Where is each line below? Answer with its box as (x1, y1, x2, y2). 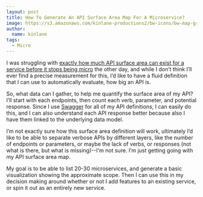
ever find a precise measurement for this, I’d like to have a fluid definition (6, 72, 188, 79)
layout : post (6, 8, 39, 15)
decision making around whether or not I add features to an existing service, (6, 178, 196, 185)
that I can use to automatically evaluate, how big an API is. (6, 78, 151, 85)
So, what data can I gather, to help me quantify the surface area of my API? (6, 90, 193, 97)
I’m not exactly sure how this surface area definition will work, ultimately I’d (6, 128, 193, 135)
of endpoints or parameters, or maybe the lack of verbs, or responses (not (6, 140, 192, 147)
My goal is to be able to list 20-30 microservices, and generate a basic (6, 164, 182, 172)
